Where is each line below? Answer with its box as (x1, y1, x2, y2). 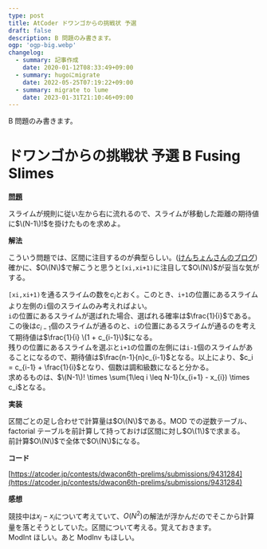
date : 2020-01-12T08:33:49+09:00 (22, 64, 134, 72)
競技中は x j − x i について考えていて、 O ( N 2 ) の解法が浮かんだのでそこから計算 (8, 510, 255, 523)
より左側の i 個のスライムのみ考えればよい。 (8, 301, 151, 310)
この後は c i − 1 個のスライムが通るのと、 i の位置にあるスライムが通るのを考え (8, 321, 257, 332)
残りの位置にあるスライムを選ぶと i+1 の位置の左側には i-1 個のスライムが (8, 342, 246, 352)
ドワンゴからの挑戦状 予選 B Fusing (8, 147, 241, 165)
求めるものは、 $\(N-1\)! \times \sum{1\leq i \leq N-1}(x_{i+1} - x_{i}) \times (8, 372, 250, 381)
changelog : (8, 49, 45, 57)
